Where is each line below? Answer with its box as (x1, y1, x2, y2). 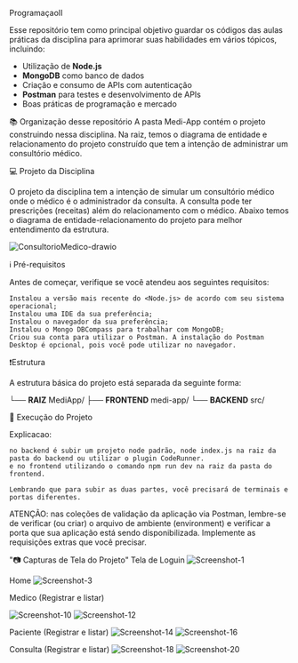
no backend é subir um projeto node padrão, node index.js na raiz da (9, 446, 277, 455)
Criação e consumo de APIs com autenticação (21, 80, 193, 90)
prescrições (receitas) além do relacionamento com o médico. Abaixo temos (9, 205, 289, 216)
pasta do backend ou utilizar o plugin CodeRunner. (9, 454, 205, 463)
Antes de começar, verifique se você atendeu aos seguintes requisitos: (9, 277, 270, 287)
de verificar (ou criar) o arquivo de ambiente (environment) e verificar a (9, 518, 271, 528)
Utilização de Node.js (21, 61, 102, 71)
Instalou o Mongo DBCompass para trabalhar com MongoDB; (9, 325, 225, 334)
